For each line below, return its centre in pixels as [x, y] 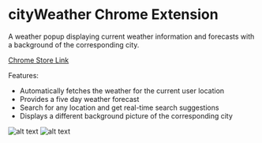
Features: [24, 75]
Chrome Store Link [39, 60]
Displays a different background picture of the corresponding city [126, 115]
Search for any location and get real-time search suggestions [119, 107]
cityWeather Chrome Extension [113, 15]
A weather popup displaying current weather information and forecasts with [131, 36]
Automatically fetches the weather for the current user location [122, 90]
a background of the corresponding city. [74, 44]
